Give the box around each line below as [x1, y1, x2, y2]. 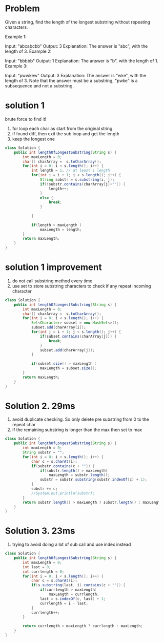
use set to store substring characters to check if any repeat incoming [12, 283, 151, 289]
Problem [5, 3, 40, 14]
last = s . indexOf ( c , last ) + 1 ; [40, 596, 106, 601]
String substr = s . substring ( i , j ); [40, 177, 115, 182]
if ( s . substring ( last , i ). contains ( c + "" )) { [31, 583, 125, 588]
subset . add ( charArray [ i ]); [31, 325, 86, 330]
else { [40, 195, 54, 200]
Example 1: [5, 34, 27, 40]
